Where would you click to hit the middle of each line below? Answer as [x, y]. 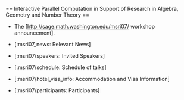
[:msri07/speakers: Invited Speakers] [60, 56]
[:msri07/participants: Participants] [57, 90]
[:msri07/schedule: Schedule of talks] [60, 67]
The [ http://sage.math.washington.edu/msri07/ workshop [85, 26]
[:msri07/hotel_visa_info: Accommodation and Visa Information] [92, 79]
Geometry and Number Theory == [48, 15]
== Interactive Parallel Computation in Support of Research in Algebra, [92, 9]
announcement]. [34, 33]
